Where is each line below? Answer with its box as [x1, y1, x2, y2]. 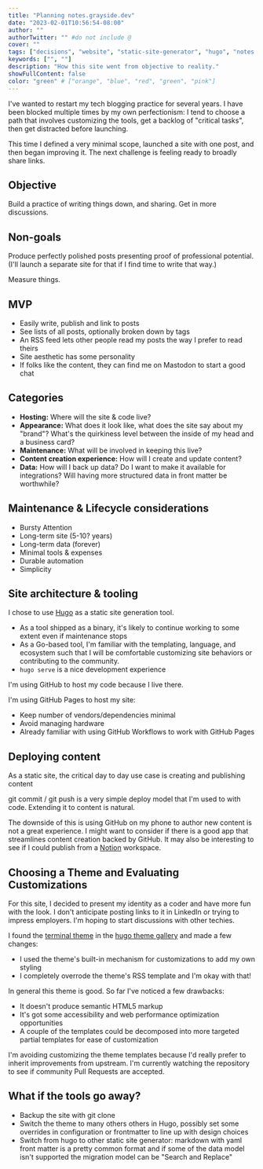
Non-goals [8, 230, 61, 244]
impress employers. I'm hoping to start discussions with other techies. [8, 916, 236, 925]
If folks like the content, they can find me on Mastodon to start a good [19, 360, 246, 369]
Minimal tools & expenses [19, 548, 103, 557]
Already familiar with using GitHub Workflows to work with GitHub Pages [19, 727, 255, 737]
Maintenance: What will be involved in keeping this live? [19, 445, 203, 455]
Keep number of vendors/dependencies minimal [19, 710, 176, 720]
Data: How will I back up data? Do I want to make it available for [19, 462, 226, 471]
